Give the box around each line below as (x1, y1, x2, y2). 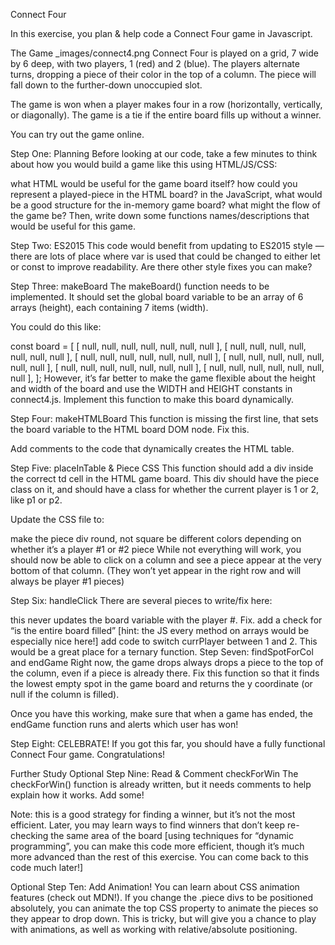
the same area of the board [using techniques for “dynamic (50, 830, 294, 841)
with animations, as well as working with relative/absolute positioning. (10, 924, 298, 935)
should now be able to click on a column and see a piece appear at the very (10, 554, 322, 566)
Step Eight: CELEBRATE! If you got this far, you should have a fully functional (10, 738, 326, 749)
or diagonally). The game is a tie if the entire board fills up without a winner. (10, 109, 322, 121)
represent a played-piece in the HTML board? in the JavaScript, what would (10, 189, 323, 200)
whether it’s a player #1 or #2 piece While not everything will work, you (10, 544, 302, 555)
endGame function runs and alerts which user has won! (10, 719, 239, 730)
